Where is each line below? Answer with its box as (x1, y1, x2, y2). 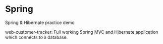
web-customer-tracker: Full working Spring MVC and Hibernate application (5, 29, 159, 35)
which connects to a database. (5, 34, 68, 40)
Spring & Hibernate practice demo (5, 20, 75, 25)
